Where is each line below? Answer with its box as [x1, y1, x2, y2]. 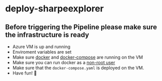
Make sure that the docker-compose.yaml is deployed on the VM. [12, 65, 144, 71]
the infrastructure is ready [5, 30, 89, 39]
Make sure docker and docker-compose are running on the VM [12, 54, 143, 60]
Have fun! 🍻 [12, 70, 37, 76]
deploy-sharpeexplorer [5, 3, 104, 14]
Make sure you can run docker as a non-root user [12, 60, 115, 65]
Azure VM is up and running [12, 44, 71, 50]
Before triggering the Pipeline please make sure [5, 23, 157, 31]
